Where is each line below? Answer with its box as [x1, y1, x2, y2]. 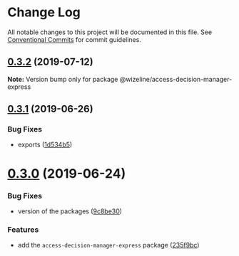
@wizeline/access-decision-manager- [119, 75, 233, 83]
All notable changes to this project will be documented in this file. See [7, 28, 213, 36]
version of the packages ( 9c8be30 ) [17, 207, 123, 215]
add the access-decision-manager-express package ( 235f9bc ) [17, 241, 200, 250]
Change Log [7, 4, 81, 21]
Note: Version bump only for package [7, 75, 118, 83]
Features [7, 225, 39, 235]
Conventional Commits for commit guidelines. [7, 35, 141, 43]
